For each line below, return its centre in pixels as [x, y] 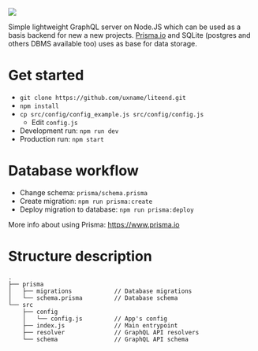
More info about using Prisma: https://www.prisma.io [94, 224]
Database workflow [74, 171]
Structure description [80, 257]
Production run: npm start [62, 139]
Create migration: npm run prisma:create [86, 201]
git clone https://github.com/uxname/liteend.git [103, 98]
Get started [46, 76]
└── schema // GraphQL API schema [106, 339]
